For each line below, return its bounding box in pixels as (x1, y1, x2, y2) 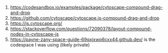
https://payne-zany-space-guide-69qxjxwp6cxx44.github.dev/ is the (10, 36, 156, 42)
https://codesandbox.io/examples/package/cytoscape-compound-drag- (10, 5, 163, 10)
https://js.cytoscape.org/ (10, 20, 62, 26)
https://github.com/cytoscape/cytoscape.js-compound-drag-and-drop (10, 15, 160, 21)
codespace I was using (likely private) (10, 42, 90, 47)
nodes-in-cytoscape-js (10, 31, 59, 37)
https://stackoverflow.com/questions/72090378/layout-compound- (10, 26, 152, 32)
